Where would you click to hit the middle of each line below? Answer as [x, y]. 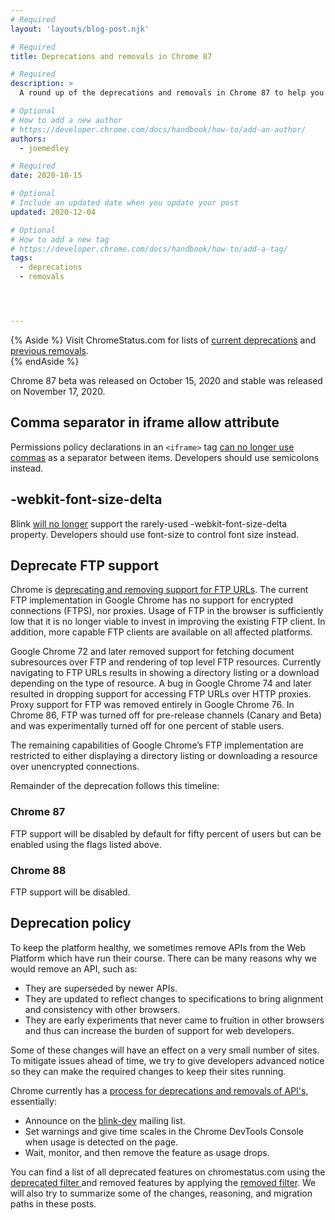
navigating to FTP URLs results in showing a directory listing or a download [165, 673]
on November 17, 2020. [58, 391]
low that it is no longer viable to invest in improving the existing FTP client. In [168, 622]
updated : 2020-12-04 [53, 212]
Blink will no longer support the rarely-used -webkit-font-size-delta [149, 523]
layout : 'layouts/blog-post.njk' [80, 29]
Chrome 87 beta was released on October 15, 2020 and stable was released [166, 380]
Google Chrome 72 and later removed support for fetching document [152, 652]
